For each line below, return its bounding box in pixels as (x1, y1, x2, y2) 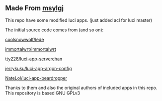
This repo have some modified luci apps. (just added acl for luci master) (5, 17, 153, 23)
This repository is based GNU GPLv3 (5, 90, 81, 96)
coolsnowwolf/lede (5, 36, 44, 42)
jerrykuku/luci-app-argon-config (5, 65, 72, 71)
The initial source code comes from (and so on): (5, 27, 104, 33)
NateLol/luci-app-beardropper (5, 75, 68, 81)
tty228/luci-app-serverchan (5, 56, 63, 62)
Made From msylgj (5, 4, 64, 12)
